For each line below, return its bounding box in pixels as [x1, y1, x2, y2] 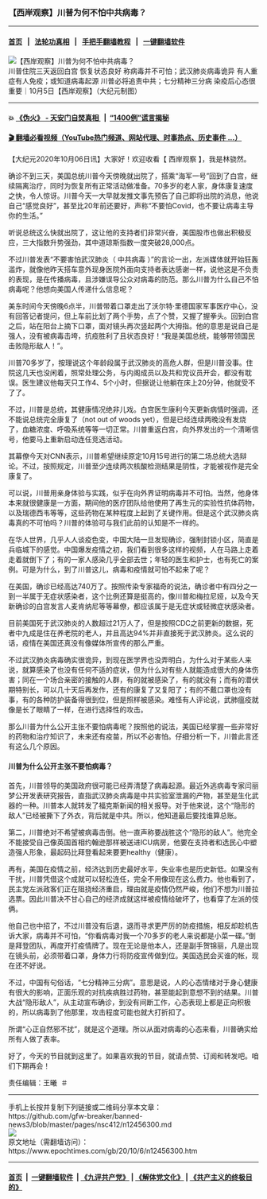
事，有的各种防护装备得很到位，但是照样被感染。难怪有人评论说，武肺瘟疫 [8, 695, 252, 704]
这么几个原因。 [14, 742, 64, 751]
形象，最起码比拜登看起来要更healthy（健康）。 [29, 847, 183, 856]
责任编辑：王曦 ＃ [8, 1077, 68, 1087]
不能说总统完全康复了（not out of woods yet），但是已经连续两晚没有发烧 [8, 415, 247, 425]
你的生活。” [8, 211, 44, 220]
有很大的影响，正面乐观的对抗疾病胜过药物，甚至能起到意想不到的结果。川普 [8, 988, 259, 997]
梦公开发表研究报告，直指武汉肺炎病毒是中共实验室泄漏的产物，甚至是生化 [8, 790, 252, 800]
